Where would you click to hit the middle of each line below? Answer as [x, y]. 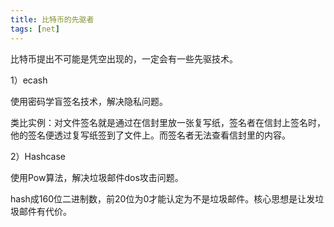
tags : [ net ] [35, 29]
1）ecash [29, 80]
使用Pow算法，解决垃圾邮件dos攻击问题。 [97, 177]
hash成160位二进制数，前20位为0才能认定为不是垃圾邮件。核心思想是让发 [163, 198]
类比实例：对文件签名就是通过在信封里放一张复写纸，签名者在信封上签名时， [168, 122]
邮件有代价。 [45, 211]
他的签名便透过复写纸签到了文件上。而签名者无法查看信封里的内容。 [150, 135]
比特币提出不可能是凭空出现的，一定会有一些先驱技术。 [124, 58]
